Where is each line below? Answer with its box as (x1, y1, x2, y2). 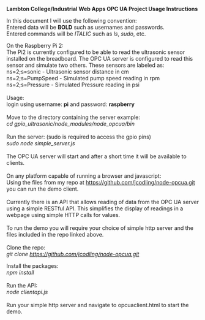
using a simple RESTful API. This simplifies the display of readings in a (6, 205, 184, 212)
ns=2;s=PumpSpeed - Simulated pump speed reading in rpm (6, 75, 160, 82)
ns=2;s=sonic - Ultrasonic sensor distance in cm (6, 68, 130, 75)
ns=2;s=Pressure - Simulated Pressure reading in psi (6, 81, 140, 88)
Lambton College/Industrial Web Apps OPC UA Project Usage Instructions (6, 6, 198, 12)
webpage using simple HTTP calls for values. (6, 211, 121, 218)
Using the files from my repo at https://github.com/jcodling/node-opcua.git (6, 179, 196, 186)
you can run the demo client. (6, 185, 79, 192)
